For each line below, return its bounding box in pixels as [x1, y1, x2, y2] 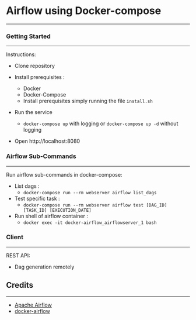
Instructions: [6, 51, 36, 58]
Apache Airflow [14, 301, 52, 308]
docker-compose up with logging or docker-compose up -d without [23, 120, 178, 127]
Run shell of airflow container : [14, 212, 89, 219]
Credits [6, 280, 34, 290]
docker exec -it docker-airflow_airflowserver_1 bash [23, 219, 157, 226]
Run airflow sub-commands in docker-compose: [6, 171, 123, 178]
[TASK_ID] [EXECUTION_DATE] [23, 207, 92, 213]
